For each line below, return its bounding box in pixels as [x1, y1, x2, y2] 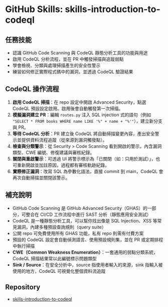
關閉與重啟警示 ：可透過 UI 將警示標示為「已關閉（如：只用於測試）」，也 [12, 156, 160, 162]
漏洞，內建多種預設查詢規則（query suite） [17, 224, 106, 230]
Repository [5, 283, 41, 291]
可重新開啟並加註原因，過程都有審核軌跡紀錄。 [12, 162, 109, 168]
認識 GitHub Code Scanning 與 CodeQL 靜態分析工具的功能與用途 [12, 50, 148, 56]
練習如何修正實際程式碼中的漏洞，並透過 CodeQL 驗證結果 [12, 69, 133, 74]
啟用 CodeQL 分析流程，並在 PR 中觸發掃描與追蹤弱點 [12, 56, 124, 62]
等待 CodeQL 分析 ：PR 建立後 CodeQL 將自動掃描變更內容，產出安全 [12, 130, 155, 136]
